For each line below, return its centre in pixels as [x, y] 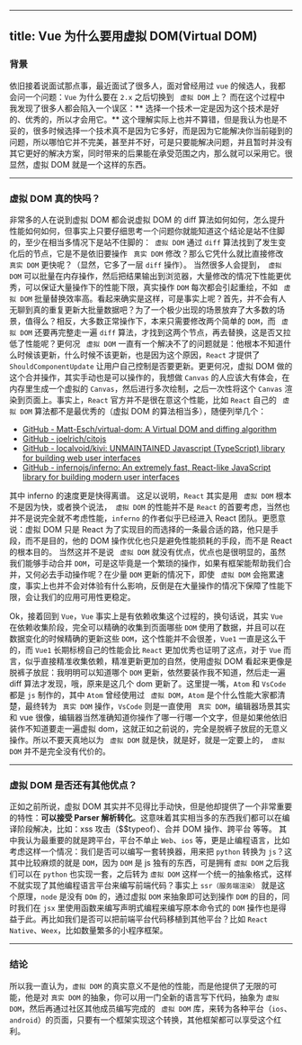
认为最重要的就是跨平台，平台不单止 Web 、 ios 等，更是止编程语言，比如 [157, 841]
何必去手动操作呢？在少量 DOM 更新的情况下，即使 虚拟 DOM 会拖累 [155, 574]
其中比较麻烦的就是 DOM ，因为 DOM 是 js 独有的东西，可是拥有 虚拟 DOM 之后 [145, 863]
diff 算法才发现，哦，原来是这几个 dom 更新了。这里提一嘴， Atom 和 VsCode [148, 683]
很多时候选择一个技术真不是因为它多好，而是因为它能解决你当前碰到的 [163, 131]
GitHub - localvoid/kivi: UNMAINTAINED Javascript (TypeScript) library [154, 448]
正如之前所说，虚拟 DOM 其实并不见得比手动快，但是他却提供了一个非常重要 [151, 806]
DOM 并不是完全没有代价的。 [60, 751]
